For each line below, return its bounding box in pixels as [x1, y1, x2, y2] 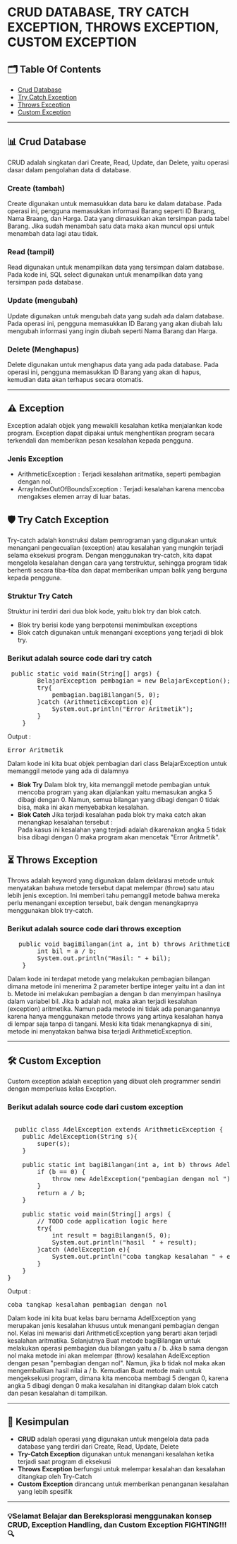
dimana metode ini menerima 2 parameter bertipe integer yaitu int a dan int [7, 982, 226, 991]
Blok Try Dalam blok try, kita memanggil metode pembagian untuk [17, 780, 210, 789]
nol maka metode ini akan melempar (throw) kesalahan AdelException [7, 1351, 210, 1360]
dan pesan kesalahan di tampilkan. [7, 1389, 108, 1397]
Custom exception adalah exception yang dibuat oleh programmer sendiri [7, 1077, 221, 1086]
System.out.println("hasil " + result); [51, 1238, 197, 1246]
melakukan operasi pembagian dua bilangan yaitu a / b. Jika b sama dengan [7, 1343, 229, 1352]
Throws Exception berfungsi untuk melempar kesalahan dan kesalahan [17, 1464, 226, 1473]
